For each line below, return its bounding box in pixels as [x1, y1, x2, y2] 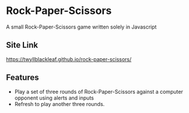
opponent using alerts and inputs [14, 94, 94, 101]
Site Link [6, 40, 38, 50]
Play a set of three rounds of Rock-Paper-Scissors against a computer [14, 88, 184, 95]
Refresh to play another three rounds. [14, 100, 105, 107]
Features [6, 73, 39, 83]
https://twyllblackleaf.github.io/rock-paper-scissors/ [6, 55, 132, 62]
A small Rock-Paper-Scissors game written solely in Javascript [6, 23, 157, 30]
